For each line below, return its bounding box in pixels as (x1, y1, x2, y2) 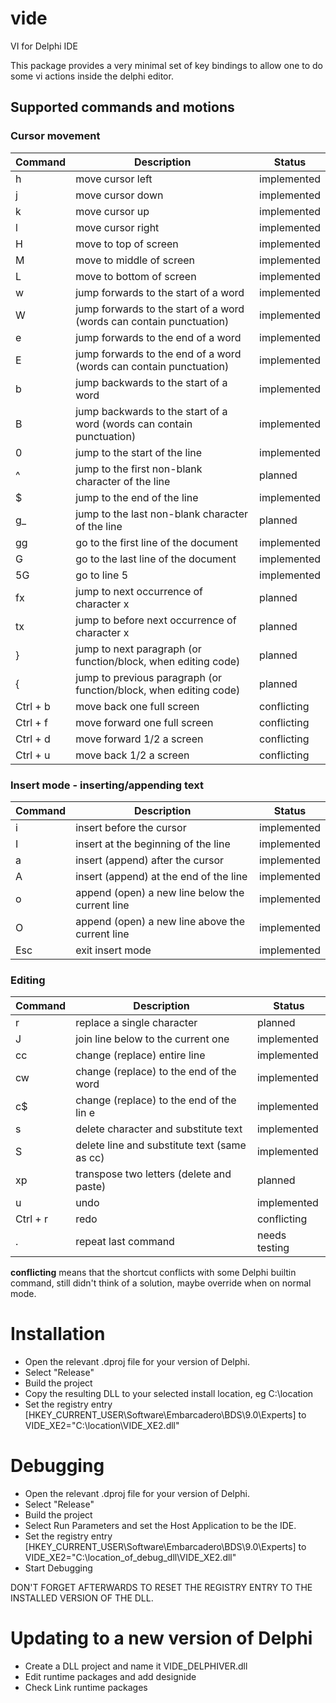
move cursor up (75, 204, 150, 218)
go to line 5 (75, 568, 129, 582)
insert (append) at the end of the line (75, 869, 248, 883)
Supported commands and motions (10, 99, 235, 116)
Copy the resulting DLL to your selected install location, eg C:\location (24, 1388, 314, 1400)
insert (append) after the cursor (75, 853, 225, 867)
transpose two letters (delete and (75, 1167, 232, 1181)
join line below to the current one (75, 1032, 230, 1046)
